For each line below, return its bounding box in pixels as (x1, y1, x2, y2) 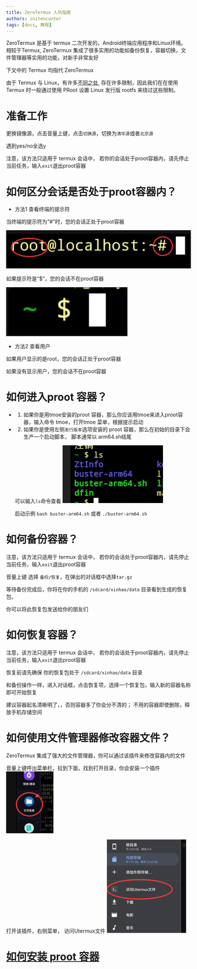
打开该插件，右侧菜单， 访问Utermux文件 (6, 927, 106, 934)
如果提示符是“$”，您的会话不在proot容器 (6, 275, 104, 282)
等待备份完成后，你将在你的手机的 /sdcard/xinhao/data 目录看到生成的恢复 (6, 585, 188, 592)
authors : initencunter (6, 15, 62, 22)
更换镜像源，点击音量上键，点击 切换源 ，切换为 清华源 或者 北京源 (6, 130, 154, 137)
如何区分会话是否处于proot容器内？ (6, 185, 177, 198)
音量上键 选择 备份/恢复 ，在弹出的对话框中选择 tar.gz (6, 573, 133, 580)
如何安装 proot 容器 (6, 950, 100, 963)
